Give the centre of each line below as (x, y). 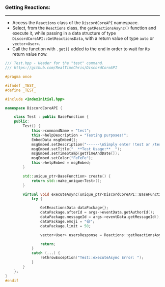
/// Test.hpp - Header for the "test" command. (55, 63)
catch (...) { (46, 253)
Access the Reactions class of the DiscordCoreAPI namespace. (75, 23)
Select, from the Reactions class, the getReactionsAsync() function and (84, 28)
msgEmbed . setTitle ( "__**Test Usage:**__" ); (76, 149)
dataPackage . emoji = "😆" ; (67, 221)
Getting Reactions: (28, 7)
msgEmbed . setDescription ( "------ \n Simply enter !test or (91, 144)
